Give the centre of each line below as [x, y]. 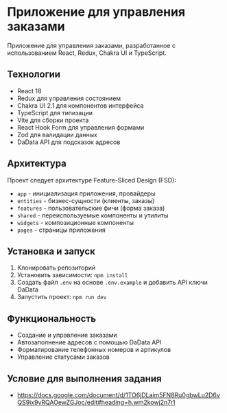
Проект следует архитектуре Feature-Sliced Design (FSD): [92, 180]
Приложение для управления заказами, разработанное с [92, 45]
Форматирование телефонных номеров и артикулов [94, 350]
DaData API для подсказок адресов [69, 142]
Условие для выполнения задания [85, 378]
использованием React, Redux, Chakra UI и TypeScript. [87, 53]
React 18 [29, 91]
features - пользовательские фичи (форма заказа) [91, 208]
